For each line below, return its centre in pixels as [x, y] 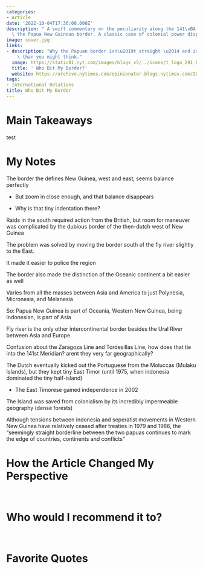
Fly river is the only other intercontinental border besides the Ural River [95, 329]
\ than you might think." [50, 57]
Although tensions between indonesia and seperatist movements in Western [101, 419]
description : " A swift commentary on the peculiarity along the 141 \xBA [101, 29]
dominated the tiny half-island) [44, 378]
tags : [13, 79]
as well [15, 281]
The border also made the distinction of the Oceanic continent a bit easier [98, 274]
